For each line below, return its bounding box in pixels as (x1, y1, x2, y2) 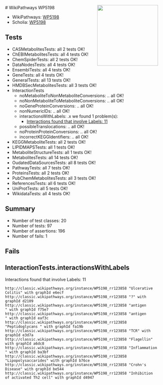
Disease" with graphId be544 (5, 367, 64, 371)
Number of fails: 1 (12, 233, 48, 239)
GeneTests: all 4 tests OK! (12, 72, 64, 78)
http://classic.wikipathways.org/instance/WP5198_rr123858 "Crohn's (5, 362, 147, 367)
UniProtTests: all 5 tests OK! (12, 185, 68, 191)
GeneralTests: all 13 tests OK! (12, 77, 71, 83)
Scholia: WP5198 (12, 19, 46, 25)
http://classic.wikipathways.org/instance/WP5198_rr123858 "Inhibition (5, 371, 153, 376)
